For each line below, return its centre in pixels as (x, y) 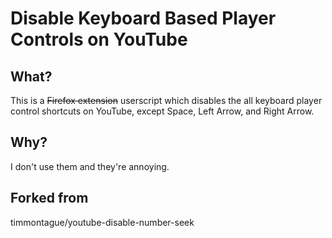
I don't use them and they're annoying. (90, 166)
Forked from (49, 198)
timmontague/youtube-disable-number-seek (102, 222)
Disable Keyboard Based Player (143, 18)
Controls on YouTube (99, 39)
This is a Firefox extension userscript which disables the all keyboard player (166, 100)
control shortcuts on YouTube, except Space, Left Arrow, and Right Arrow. (162, 111)
